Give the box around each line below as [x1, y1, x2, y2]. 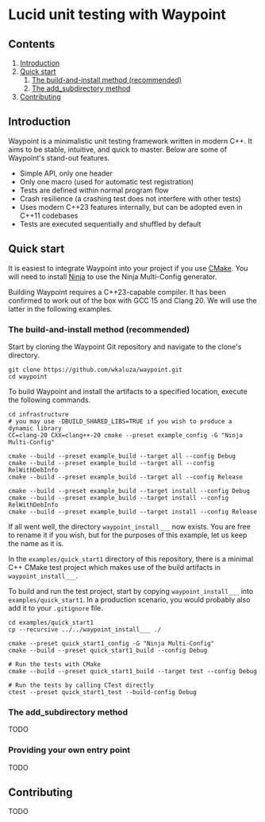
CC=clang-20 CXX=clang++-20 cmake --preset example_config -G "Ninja [8, 431, 244, 439]
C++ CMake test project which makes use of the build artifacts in [8, 562, 221, 572]
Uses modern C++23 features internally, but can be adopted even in [19, 202, 244, 211]
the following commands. [8, 395, 91, 405]
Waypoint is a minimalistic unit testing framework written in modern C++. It [8, 136, 252, 145]
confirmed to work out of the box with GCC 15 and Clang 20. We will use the [8, 296, 257, 305]
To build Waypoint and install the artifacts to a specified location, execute [8, 386, 248, 396]
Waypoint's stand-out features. [8, 153, 110, 162]
